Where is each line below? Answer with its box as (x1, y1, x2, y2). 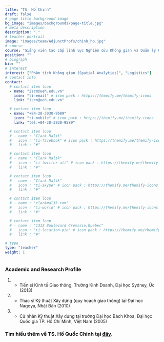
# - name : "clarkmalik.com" (9, 201, 69, 206)
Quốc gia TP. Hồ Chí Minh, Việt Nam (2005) (19, 319, 107, 324)
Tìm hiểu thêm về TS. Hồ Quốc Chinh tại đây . (5, 330, 113, 337)
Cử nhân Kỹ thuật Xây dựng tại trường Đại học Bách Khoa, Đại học (19, 313, 153, 319)
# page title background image (5, 16, 69, 21)
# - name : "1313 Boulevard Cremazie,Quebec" (9, 223, 104, 228)
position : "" (5, 52, 32, 57)
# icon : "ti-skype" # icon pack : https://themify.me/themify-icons (9, 183, 159, 188)
